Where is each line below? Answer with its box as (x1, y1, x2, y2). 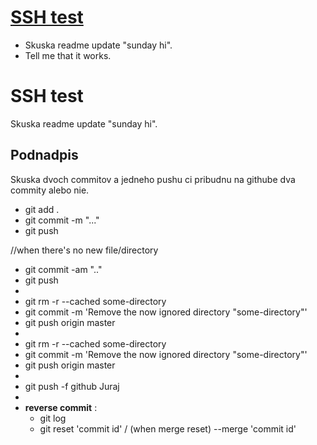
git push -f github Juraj (24, 380, 120, 392)
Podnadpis (10, 147, 79, 164)
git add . (24, 203, 60, 215)
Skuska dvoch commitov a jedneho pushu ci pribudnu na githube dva (10, 173, 296, 185)
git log (39, 412, 67, 424)
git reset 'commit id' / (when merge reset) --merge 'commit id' (39, 422, 297, 435)
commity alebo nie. (10, 184, 90, 196)
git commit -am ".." (24, 263, 103, 275)
